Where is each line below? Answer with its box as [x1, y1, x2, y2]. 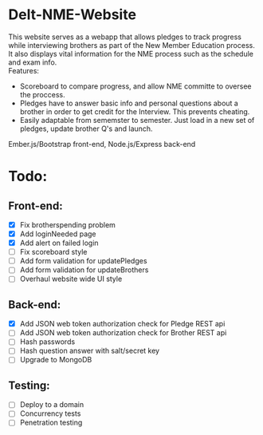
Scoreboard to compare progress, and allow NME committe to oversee [19, 81, 253, 91]
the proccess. [19, 89, 65, 99]
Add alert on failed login [19, 238, 99, 248]
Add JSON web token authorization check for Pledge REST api [19, 319, 226, 329]
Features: [8, 65, 40, 75]
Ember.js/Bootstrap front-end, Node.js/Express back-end [8, 139, 196, 148]
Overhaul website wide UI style [19, 274, 123, 284]
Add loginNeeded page [19, 229, 96, 239]
